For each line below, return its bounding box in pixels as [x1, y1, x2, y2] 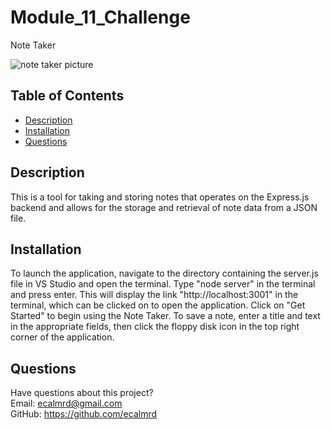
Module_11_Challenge [10, 6, 191, 29]
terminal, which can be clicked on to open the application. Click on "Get [10, 299, 306, 311]
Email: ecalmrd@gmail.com [10, 397, 123, 410]
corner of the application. [10, 331, 115, 343]
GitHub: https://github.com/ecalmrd [10, 408, 158, 420]
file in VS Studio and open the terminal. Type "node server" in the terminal [10, 278, 316, 290]
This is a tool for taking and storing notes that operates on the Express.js [10, 191, 310, 203]
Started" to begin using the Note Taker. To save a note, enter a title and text [10, 310, 321, 322]
